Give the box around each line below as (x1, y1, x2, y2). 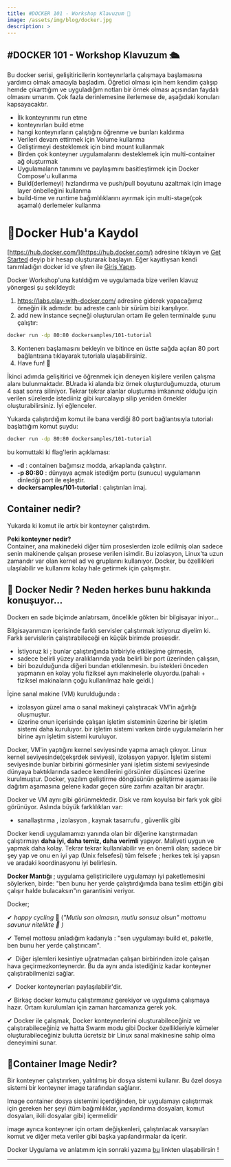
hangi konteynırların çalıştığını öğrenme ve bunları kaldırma (16, 128, 184, 136)
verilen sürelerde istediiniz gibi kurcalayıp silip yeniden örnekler (7, 394, 187, 403)
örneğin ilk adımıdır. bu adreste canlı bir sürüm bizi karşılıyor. (16, 304, 189, 312)
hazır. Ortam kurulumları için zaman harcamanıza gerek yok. (7, 1003, 177, 1011)
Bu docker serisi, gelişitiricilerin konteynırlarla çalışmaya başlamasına (7, 71, 203, 79)
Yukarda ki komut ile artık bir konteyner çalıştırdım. (7, 521, 151, 530)
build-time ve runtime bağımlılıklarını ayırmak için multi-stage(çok (16, 194, 203, 202)
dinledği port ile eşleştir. (16, 475, 85, 484)
